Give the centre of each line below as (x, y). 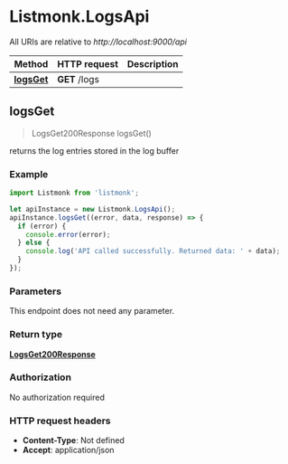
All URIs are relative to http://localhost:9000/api (98, 42)
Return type (36, 335)
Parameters (35, 291)
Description (153, 63)
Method (31, 63)
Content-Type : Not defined (73, 440)
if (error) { (42, 226)
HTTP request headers (60, 421)
